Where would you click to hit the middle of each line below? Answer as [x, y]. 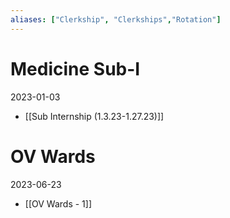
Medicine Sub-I [75, 68]
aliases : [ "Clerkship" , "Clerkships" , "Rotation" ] [116, 19]
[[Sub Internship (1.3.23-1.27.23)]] [94, 116]
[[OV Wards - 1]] [58, 203]
